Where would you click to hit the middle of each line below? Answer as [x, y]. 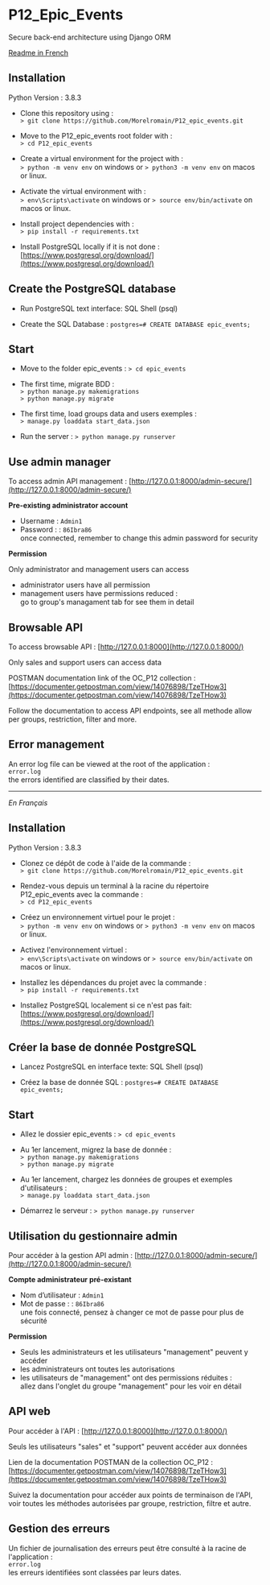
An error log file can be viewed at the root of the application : [109, 764]
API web [29, 1411]
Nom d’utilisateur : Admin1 [62, 1295]
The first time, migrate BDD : [67, 384]
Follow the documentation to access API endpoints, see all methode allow [130, 711]
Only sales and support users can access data [85, 662]
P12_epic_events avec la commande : [81, 894]
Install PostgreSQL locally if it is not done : [90, 246]
